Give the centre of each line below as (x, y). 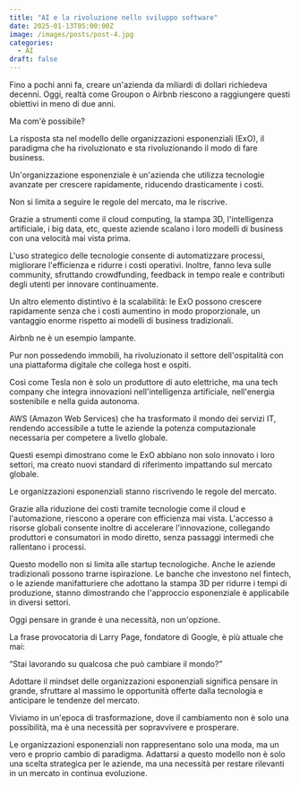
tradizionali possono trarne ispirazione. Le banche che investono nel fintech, (150, 574)
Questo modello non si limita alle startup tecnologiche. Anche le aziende (142, 564)
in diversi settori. (40, 602)
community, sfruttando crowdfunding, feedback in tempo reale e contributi (147, 275)
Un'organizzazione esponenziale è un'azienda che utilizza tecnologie (137, 175)
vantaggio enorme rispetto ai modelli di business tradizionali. (121, 320)
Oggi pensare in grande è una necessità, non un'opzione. (115, 620)
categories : (31, 43)
